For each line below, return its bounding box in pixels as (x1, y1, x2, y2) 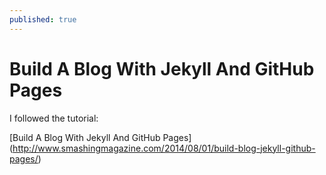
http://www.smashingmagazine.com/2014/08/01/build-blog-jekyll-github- (12, 142, 316, 154)
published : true (9, 14, 77, 25)
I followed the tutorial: (9, 112, 99, 124)
